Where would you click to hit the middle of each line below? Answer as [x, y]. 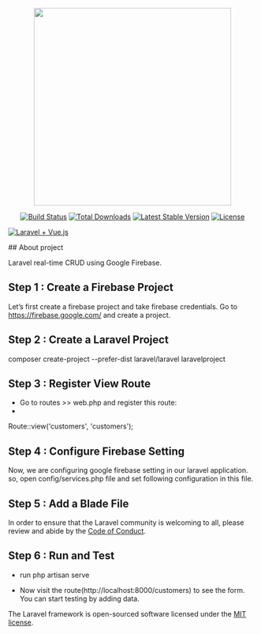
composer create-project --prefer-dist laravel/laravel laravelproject [117, 359]
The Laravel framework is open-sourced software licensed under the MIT [127, 613]
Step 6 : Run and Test [62, 556]
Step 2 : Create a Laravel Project [89, 340]
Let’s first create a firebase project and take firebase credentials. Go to [123, 306]
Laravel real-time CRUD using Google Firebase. [85, 262]
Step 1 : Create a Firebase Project [91, 287]
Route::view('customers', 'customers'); [71, 426]
